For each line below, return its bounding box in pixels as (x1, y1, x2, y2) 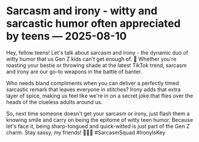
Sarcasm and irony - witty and (6, 4, 157, 18)
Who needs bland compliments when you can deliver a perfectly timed (6, 79, 179, 87)
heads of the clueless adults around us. (6, 98, 103, 105)
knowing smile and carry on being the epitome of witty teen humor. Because (6, 116, 193, 123)
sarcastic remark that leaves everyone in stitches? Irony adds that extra (6, 86, 181, 93)
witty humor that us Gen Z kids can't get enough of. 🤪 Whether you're (6, 55, 177, 62)
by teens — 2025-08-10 (6, 30, 127, 43)
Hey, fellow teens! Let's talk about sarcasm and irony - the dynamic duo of (6, 49, 189, 56)
